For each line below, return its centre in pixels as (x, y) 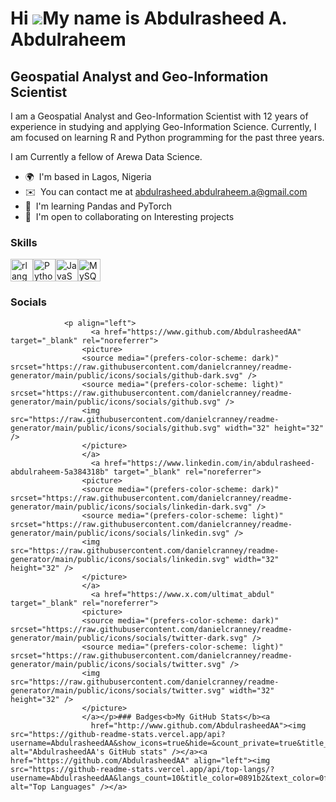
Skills (24, 242)
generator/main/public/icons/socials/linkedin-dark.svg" (131, 507)
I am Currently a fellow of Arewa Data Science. (106, 156)
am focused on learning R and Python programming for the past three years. (167, 137)
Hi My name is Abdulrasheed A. (149, 18)
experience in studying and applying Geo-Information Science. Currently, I (163, 126)
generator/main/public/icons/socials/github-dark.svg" (127, 375)
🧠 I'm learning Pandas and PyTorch (98, 206)
